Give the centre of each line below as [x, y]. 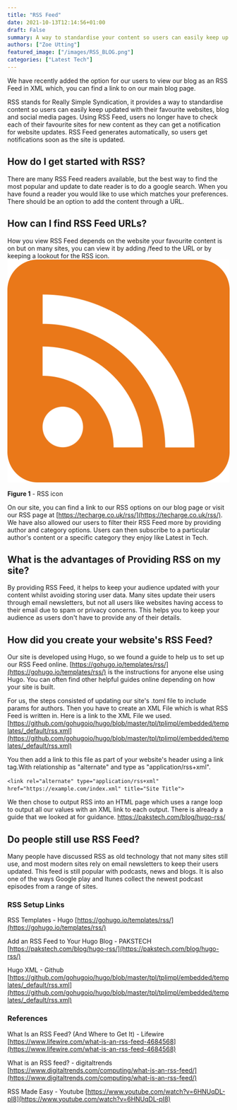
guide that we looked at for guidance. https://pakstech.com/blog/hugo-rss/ [116, 817]
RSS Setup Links [36, 904]
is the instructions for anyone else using [166, 672]
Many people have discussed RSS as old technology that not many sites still [117, 856]
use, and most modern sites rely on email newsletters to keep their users [113, 864]
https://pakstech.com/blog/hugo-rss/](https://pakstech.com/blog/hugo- [114, 949]
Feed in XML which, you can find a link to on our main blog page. [102, 88]
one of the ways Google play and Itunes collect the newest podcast [105, 879]
